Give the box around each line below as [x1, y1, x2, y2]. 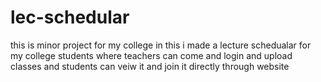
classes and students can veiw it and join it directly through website [10, 60, 290, 72]
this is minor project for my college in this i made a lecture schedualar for [10, 39, 312, 51]
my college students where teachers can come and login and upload [10, 49, 293, 61]
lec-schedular [10, 6, 130, 29]
